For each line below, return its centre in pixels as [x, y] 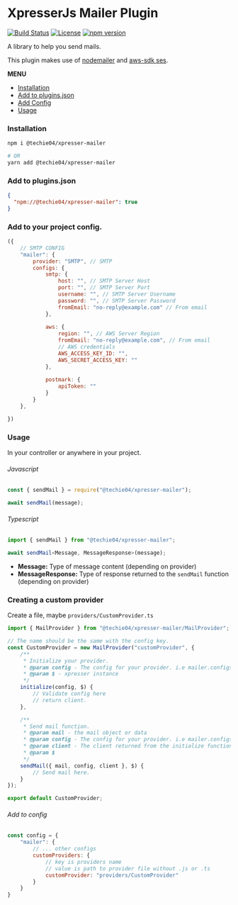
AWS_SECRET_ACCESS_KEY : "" [98, 360]
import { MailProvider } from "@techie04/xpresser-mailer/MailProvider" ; [119, 629]
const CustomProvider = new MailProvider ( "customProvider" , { [101, 647]
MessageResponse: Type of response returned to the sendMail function [123, 574]
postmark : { [63, 380]
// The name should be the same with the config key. [89, 641]
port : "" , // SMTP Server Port [104, 288]
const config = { [33, 836]
